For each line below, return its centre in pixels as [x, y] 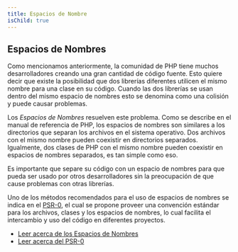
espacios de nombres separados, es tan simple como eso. [93, 155]
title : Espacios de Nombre [47, 14]
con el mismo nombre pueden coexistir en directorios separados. [103, 140]
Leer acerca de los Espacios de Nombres [78, 234]
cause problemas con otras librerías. [61, 184]
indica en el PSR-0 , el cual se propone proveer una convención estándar [113, 205]
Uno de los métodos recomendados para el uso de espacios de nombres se [118, 197]
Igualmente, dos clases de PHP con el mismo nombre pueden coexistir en [115, 148]
